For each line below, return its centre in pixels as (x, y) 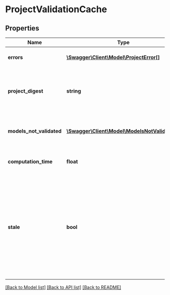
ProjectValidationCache (56, 9)
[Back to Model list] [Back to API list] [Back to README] (63, 287)
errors (15, 57)
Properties (22, 28)
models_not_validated (35, 131)
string (74, 91)
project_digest (26, 91)
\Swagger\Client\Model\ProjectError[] (113, 57)
